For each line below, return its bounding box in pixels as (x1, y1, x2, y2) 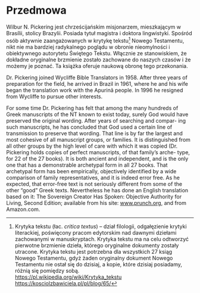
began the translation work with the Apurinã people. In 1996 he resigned (6, 86, 183, 93)
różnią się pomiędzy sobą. (14, 267, 80, 274)
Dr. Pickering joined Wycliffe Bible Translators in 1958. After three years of (6, 74, 187, 81)
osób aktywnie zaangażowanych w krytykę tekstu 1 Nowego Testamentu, (6, 36, 185, 44)
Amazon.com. (6, 205, 40, 213)
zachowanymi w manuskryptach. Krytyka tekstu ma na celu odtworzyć (14, 235, 189, 242)
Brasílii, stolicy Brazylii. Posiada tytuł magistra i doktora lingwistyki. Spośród (6, 29, 192, 36)
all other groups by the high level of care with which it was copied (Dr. (6, 142, 178, 149)
